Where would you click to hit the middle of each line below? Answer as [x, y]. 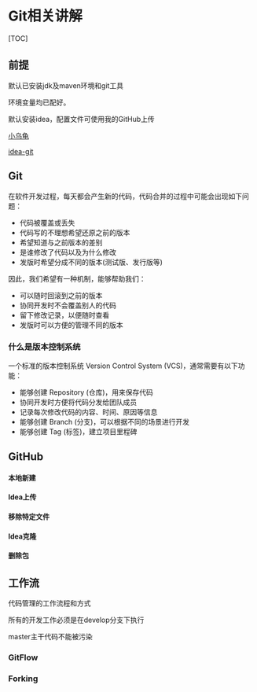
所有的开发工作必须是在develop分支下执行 [76, 620]
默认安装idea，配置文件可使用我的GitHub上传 [81, 119]
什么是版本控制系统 [44, 347]
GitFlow [23, 657]
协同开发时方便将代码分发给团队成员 [78, 402]
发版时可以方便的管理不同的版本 [71, 325]
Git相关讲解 [45, 16]
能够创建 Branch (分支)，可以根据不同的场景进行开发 [105, 421]
